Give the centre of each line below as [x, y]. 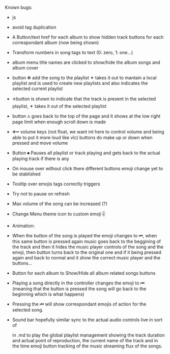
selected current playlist [37, 88]
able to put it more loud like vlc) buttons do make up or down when [82, 137]
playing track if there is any [40, 159]
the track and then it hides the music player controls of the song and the [88, 247]
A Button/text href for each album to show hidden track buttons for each [88, 37]
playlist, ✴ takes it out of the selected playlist [59, 106]
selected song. [28, 310]
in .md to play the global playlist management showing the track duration [88, 335]
